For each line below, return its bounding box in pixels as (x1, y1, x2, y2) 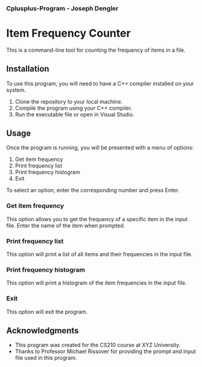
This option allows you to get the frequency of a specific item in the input (6, 215, 188, 222)
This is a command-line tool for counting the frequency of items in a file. (6, 46, 186, 54)
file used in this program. (14, 354, 77, 362)
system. (6, 86, 26, 93)
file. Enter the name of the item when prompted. (6, 222, 125, 229)
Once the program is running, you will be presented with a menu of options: (6, 144, 194, 151)
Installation (6, 64, 49, 74)
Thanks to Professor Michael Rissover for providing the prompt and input (14, 348, 196, 355)
